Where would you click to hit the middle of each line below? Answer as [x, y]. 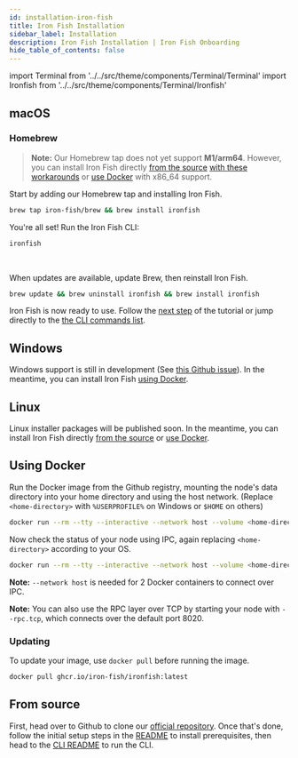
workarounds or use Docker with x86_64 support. [122, 176]
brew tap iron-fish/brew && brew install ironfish [105, 210]
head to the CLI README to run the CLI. [82, 745]
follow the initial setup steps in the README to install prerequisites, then [141, 735]
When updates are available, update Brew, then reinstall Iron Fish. [129, 277]
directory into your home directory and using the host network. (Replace [141, 496]
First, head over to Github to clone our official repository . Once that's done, [146, 726]
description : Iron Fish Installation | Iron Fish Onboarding [125, 42]
